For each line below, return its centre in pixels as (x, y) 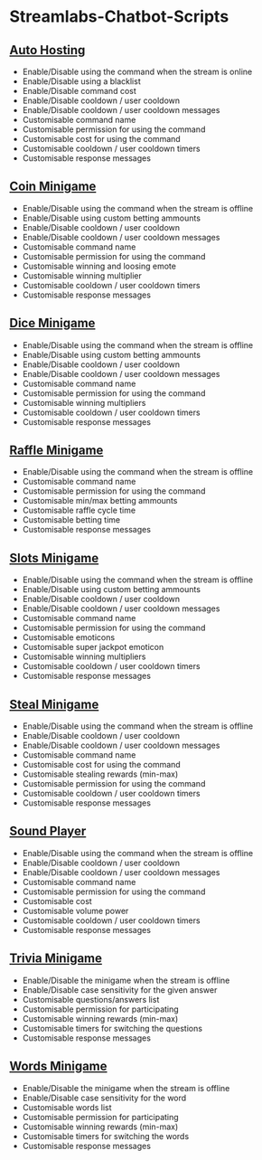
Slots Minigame (54, 558)
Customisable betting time (71, 520)
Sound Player (48, 831)
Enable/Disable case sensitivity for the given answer (120, 990)
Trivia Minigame (56, 959)
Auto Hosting (47, 50)
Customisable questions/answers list (91, 999)
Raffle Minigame (56, 451)
